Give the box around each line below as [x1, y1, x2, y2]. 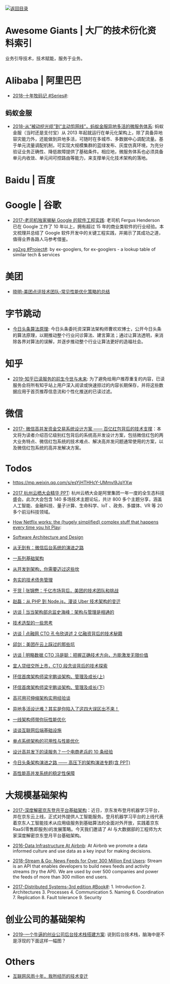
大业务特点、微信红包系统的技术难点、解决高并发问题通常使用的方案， [12, 438, 159, 444]
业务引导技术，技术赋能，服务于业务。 [5, 55, 85, 61]
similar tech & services [12, 251, 60, 257]
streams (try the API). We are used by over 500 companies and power [12, 869, 158, 875]
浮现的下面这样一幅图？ [17, 938, 66, 944]
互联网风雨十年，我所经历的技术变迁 [12, 973, 89, 979]
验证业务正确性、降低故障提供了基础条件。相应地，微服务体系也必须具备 [12, 148, 163, 154]
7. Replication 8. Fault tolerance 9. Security [12, 894, 102, 901]
